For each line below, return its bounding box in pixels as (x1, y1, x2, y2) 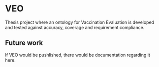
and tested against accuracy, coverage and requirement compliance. (5, 24, 145, 30)
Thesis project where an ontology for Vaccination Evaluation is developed (5, 19, 154, 25)
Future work (5, 39, 43, 47)
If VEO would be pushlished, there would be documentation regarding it (5, 52, 150, 58)
